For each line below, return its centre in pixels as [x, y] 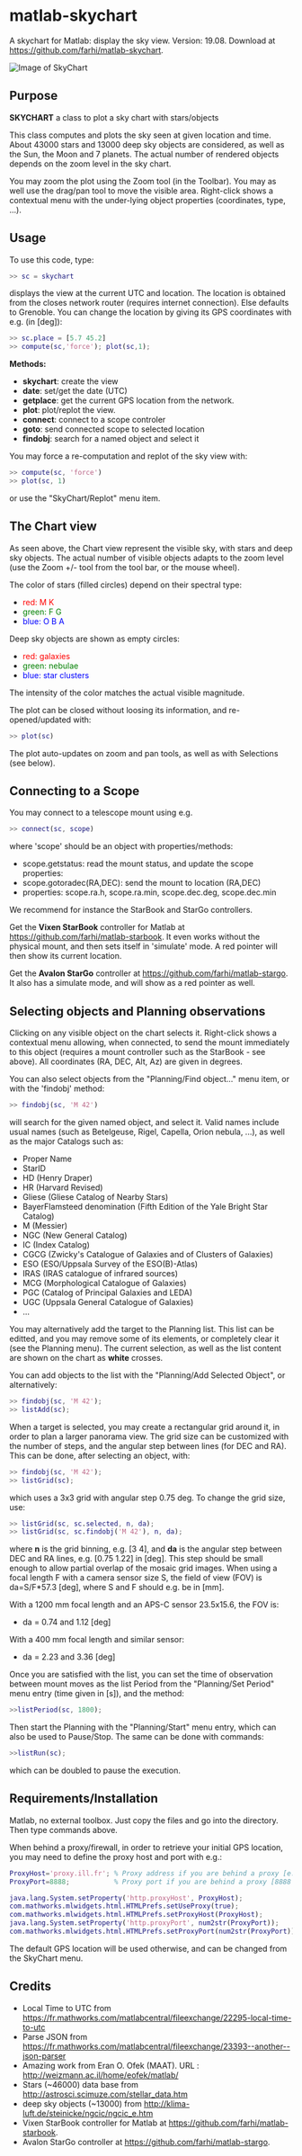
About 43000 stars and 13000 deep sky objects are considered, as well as [147, 144]
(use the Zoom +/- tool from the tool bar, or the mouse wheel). [124, 567]
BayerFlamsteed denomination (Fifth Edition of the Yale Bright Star [145, 1207]
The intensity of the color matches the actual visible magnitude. [127, 693]
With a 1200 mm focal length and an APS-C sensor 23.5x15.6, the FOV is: [144, 1605]
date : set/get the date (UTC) [75, 391]
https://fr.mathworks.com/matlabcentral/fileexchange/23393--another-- [156, 2046]
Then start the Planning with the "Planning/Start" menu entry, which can [143, 1727]
